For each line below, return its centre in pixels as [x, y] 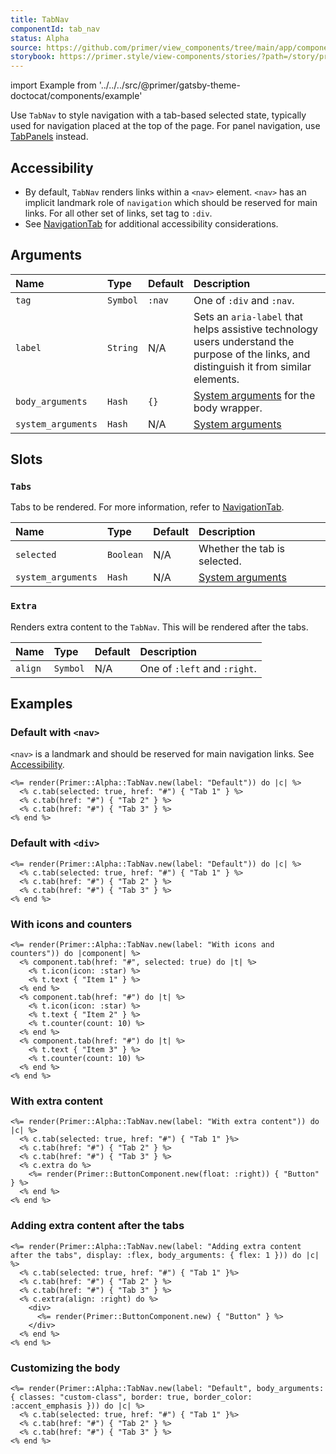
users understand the [244, 341]
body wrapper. [228, 408]
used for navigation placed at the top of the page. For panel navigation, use [165, 126]
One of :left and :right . [198, 668]
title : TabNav [40, 19]
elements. [216, 379]
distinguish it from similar [252, 366]
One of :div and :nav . [244, 300]
